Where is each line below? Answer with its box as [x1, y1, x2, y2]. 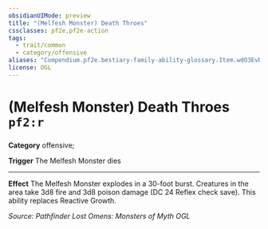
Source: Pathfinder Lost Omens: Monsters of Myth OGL [8, 211, 191, 220]
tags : [8, 34, 26, 42]
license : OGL [8, 64, 52, 72]
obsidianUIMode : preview [8, 11, 91, 20]
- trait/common [15, 41, 66, 49]
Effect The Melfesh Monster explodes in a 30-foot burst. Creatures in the [8, 179, 249, 188]
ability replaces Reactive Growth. [8, 195, 117, 205]
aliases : [8, 57, 37, 65]
